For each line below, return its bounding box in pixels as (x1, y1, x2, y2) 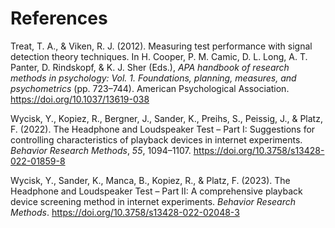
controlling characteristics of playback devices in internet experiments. (10, 133, 303, 146)
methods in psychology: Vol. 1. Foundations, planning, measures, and (10, 72, 297, 84)
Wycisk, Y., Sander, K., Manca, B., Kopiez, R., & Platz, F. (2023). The (10, 174, 291, 186)
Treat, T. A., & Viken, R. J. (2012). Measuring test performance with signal (10, 40, 313, 52)
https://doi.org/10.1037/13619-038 (10, 93, 150, 105)
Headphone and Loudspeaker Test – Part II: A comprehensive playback (10, 185, 303, 197)
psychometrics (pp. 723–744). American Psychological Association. (10, 82, 290, 94)
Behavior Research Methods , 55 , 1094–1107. (10, 144, 192, 156)
